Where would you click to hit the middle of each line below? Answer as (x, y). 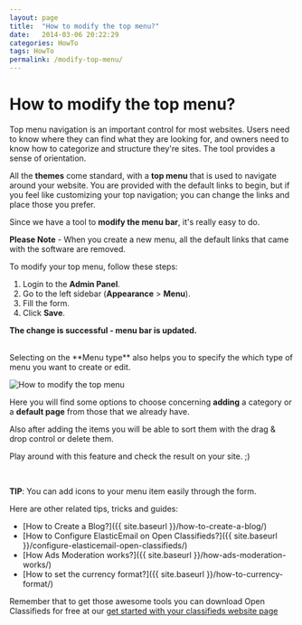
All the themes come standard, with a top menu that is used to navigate (143, 175)
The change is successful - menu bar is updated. (103, 330)
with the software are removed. (68, 248)
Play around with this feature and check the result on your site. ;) (130, 456)
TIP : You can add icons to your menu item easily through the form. (133, 491)
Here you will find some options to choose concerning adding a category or (151, 402)
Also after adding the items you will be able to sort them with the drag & (142, 429)
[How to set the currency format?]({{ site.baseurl (113, 574)
